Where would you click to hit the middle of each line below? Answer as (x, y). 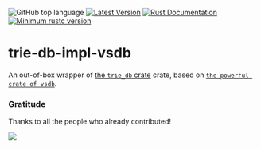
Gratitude (27, 104)
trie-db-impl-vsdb (70, 53)
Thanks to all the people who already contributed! (90, 122)
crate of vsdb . (33, 83)
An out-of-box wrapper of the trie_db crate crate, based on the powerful (129, 75)
